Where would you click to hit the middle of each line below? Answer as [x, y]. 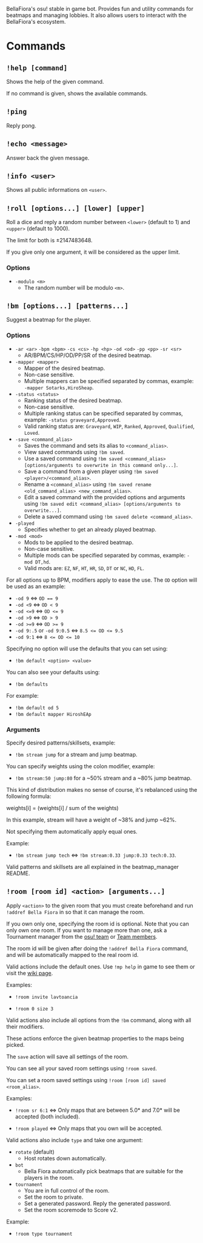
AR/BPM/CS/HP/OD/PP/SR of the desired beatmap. [88, 355]
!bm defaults [32, 684]
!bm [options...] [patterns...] [68, 306]
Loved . [32, 432]
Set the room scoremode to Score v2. [71, 1210]
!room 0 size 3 [34, 1009]
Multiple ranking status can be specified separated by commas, [103, 413]
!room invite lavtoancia [46, 997]
